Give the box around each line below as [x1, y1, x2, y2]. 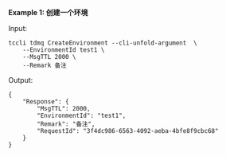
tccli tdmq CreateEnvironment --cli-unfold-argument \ [8, 39, 197, 47]
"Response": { [22, 98, 69, 106]
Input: [8, 24, 28, 33]
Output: [8, 76, 33, 84]
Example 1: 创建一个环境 [8, 8, 88, 17]
